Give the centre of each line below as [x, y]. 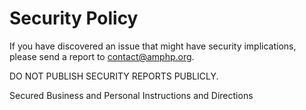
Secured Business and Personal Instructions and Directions [131, 95]
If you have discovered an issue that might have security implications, [153, 46]
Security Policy [74, 18]
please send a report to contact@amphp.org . [102, 56]
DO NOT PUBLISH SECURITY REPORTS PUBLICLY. [114, 76]
